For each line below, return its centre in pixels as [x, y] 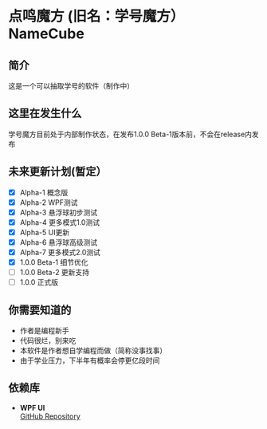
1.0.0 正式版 [39, 282]
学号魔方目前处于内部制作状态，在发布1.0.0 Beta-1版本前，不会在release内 [130, 134]
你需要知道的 [40, 310]
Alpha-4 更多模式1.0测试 [60, 222]
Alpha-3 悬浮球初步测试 [59, 212]
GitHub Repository [50, 416]
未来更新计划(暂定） [57, 172]
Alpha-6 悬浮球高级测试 [59, 242]
